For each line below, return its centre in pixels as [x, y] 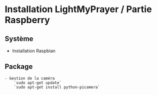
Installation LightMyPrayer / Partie [78, 9]
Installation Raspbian [34, 51]
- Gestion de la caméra [30, 78]
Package [19, 67]
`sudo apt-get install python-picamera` [57, 87]
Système [19, 39]
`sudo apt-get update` [38, 83]
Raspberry [27, 20]
